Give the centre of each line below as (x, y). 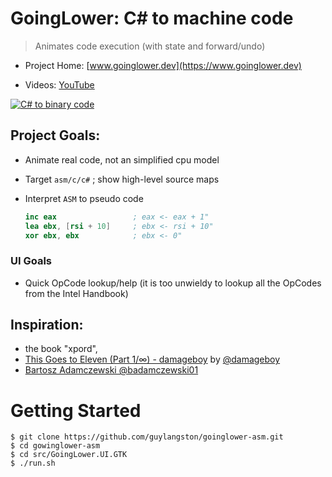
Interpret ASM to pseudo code (84, 198)
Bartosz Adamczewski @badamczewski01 (111, 370)
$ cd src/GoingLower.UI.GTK (69, 455)
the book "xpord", (61, 349)
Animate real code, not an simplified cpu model (122, 159)
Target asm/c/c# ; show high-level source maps (122, 179)
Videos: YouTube (59, 84)
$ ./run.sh (33, 463)
